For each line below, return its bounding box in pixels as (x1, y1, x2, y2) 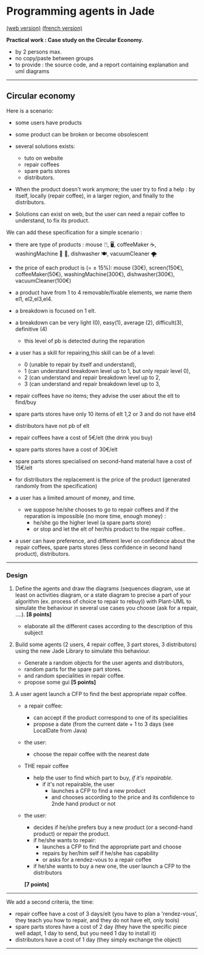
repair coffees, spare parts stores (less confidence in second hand (15, 544, 182, 551)
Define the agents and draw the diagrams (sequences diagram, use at (15, 585, 190, 592)
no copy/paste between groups (15, 54, 94, 62)
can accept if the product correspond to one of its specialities (33, 714, 188, 722)
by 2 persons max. (15, 48, 62, 55)
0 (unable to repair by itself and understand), (24, 361, 137, 368)
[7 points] (24, 881, 50, 888)
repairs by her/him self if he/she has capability (42, 850, 159, 857)
